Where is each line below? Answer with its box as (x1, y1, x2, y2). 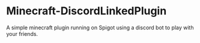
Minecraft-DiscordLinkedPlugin (6, 4, 167, 18)
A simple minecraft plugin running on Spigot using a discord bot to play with (6, 24, 194, 31)
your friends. (6, 30, 38, 37)
